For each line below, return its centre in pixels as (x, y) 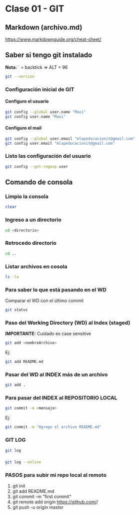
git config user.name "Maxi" (35, 117)
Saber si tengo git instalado (49, 55)
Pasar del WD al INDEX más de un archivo (56, 374)
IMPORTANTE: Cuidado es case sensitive (48, 334)
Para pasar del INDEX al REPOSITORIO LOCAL (61, 398)
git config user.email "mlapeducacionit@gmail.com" (60, 143)
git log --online (23, 462)
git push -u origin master (38, 507)
